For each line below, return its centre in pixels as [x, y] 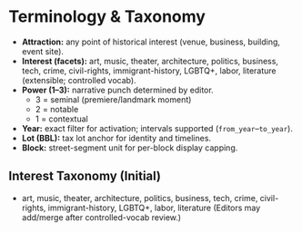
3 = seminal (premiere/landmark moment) [113, 99]
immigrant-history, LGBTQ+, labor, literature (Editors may [154, 208]
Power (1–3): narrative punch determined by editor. [118, 90]
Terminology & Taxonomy [107, 17]
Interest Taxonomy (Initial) [85, 176]
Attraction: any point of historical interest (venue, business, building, [151, 42]
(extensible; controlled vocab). [79, 80]
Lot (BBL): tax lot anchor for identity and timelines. [116, 138]
